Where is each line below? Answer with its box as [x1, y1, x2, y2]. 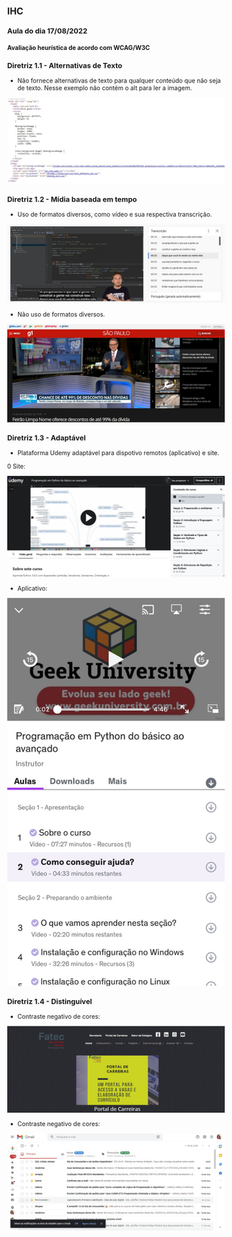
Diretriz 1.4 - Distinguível [7, 997, 93, 1006]
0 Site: [7, 462, 26, 470]
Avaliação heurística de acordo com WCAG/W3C [7, 43, 151, 51]
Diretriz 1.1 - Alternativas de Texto [7, 60, 123, 70]
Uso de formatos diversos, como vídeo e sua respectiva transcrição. [17, 211, 213, 219]
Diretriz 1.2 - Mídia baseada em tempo [7, 194, 137, 204]
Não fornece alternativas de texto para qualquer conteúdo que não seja [17, 76, 221, 85]
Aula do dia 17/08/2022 [7, 26, 88, 36]
